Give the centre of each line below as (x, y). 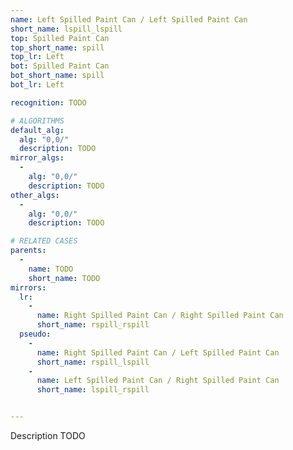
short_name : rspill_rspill (93, 325)
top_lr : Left (37, 57)
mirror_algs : (37, 158)
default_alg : (37, 130)
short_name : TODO (64, 278)
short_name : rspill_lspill (93, 362)
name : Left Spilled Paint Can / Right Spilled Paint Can (158, 381)
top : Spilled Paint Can (60, 38)
